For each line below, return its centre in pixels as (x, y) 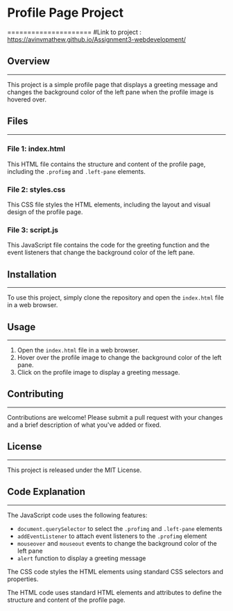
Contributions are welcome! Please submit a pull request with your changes (115, 417)
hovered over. (27, 99)
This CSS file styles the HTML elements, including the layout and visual (109, 205)
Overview (29, 62)
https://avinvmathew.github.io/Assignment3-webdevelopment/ (96, 39)
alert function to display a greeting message (81, 558)
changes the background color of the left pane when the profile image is (111, 92)
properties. (23, 579)
